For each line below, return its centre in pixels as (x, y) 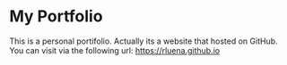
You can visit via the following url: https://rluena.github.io (115, 50)
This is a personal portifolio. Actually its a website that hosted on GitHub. (143, 41)
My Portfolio (56, 16)
